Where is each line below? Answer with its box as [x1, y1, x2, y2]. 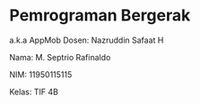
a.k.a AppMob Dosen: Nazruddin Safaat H [9, 35, 164, 45]
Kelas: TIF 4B [9, 86, 58, 97]
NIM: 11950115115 [9, 68, 73, 80]
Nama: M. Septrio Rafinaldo [9, 52, 111, 62]
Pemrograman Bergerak [9, 5, 191, 26]
